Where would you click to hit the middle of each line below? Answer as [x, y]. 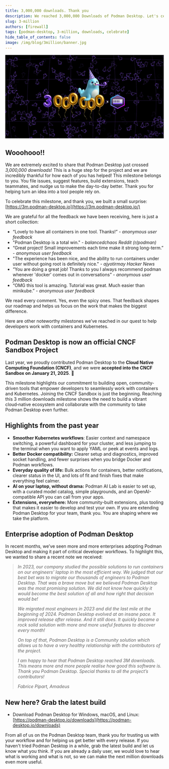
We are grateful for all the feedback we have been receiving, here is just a [82, 216]
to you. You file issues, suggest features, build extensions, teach [72, 181]
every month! [31, 630]
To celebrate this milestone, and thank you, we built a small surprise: [76, 201]
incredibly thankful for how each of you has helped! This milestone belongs [83, 175]
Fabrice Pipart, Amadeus [43, 687]
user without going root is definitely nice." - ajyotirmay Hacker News [83, 264]
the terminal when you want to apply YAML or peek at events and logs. [86, 448]
